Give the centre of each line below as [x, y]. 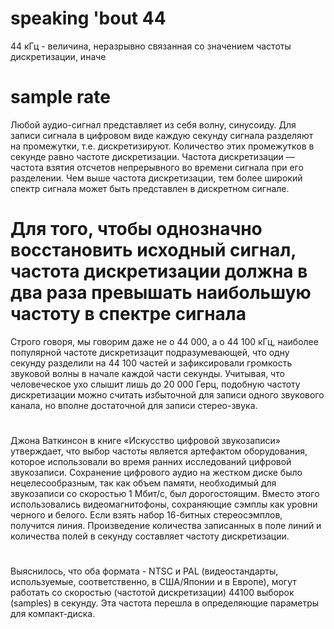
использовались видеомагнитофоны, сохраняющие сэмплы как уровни [164, 504]
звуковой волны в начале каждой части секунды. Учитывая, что [147, 373]
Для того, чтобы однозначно [136, 229]
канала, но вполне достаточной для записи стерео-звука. [134, 405]
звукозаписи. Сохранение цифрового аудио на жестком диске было [156, 472]
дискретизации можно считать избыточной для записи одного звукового [167, 394]
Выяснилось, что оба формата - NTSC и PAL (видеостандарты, [144, 571]
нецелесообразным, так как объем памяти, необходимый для [143, 483]
